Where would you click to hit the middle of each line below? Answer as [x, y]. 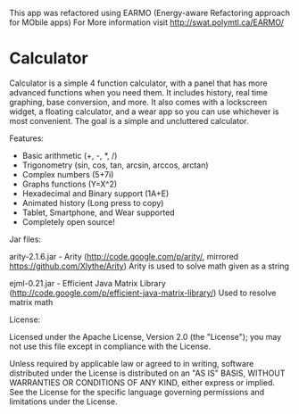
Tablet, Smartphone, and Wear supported [99, 212]
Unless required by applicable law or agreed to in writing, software [132, 363]
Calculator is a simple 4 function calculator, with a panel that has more [138, 83]
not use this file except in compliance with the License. [110, 346]
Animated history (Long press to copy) [93, 203]
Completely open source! [69, 221]
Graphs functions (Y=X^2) [70, 184]
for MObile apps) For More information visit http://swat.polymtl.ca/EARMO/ [146, 22]
